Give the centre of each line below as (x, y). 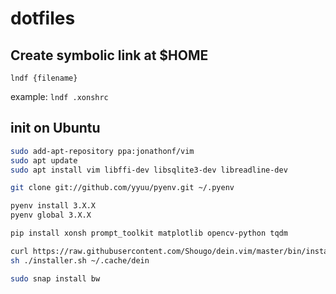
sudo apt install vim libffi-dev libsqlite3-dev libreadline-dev (149, 170)
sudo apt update (44, 160)
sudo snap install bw (55, 278)
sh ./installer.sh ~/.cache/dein (80, 260)
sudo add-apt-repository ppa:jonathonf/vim (102, 151)
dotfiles (43, 18)
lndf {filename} (44, 78)
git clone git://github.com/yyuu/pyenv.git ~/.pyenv (122, 188)
